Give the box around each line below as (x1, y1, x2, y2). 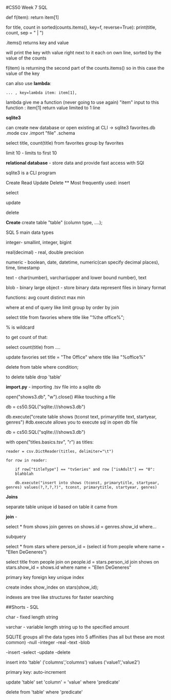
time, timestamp (6, 265, 40, 271)
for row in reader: (6, 458, 48, 463)
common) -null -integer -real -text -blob (6, 639, 90, 645)
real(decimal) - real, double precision (6, 249, 84, 255)
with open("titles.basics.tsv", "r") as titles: (6, 439, 94, 445)
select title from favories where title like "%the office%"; (6, 314, 125, 320)
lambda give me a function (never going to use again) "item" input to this (6, 99, 159, 105)
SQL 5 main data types (6, 229, 54, 235)
